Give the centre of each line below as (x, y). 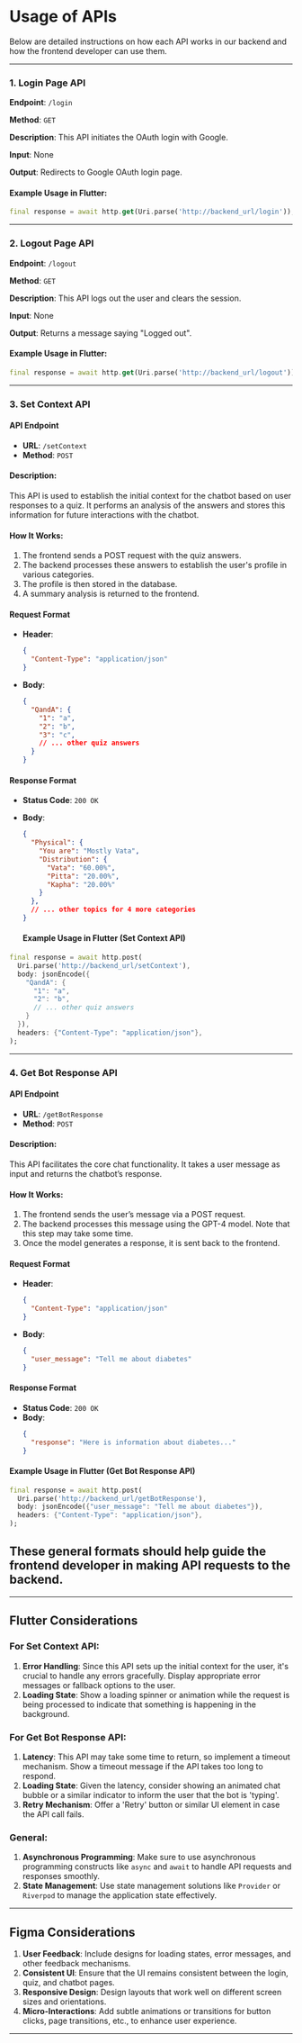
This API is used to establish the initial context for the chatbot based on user (151, 496)
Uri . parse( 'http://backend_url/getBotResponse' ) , (112, 1498)
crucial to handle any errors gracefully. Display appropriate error (141, 1676)
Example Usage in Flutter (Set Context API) (104, 938)
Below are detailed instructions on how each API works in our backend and (148, 41)
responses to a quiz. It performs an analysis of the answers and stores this (147, 505)
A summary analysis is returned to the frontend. (111, 594)
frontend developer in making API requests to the (150, 1565)
